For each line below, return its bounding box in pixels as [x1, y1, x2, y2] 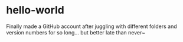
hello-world [6, 3, 65, 17]
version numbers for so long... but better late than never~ [6, 29, 146, 36]
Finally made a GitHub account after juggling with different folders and [6, 23, 177, 30]
